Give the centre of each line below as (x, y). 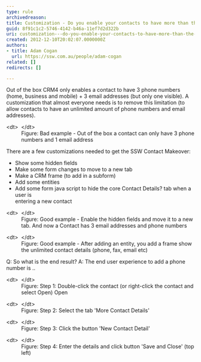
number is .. (21, 268)
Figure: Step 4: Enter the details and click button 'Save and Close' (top (108, 346)
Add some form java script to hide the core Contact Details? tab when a (103, 189)
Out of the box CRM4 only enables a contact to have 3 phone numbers (93, 90)
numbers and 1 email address (57, 140)
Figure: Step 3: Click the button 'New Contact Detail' (86, 328)
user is (23, 195)
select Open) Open (45, 292)
